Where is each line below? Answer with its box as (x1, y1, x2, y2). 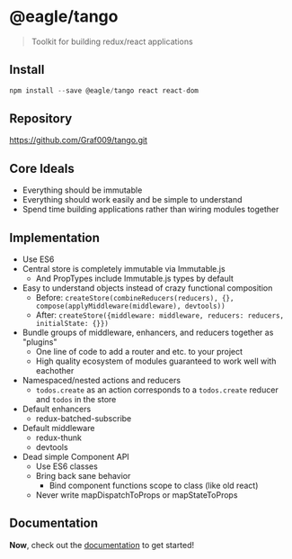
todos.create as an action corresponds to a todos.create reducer (35, 384, 279, 395)
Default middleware (22, 423, 95, 434)
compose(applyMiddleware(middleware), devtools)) (35, 302, 226, 311)
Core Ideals (9, 160, 75, 176)
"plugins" (22, 337, 58, 347)
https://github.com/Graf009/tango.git (9, 135, 148, 146)
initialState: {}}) (35, 320, 110, 329)
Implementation (9, 230, 101, 245)
